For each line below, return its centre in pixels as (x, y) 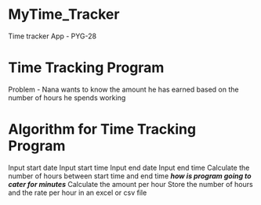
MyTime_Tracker (64, 14)
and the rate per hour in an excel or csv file (78, 192)
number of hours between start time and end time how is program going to (130, 176)
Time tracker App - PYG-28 (52, 36)
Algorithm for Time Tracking (102, 129)
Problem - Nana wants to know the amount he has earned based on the (123, 89)
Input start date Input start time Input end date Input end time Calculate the (129, 167)
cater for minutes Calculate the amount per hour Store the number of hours (130, 184)
